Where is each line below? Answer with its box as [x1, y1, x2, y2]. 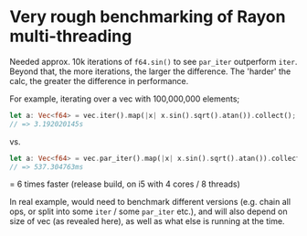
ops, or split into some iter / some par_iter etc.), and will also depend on [9, 206, 288, 217]
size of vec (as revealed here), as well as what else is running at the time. [9, 216, 285, 227]
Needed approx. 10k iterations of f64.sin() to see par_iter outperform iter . [9, 56, 298, 67]
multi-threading [9, 26, 132, 47]
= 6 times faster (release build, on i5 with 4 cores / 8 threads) [9, 178, 240, 189]
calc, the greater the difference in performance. [9, 75, 189, 86]
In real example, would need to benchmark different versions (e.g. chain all [9, 197, 291, 208]
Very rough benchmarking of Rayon [9, 6, 286, 27]
